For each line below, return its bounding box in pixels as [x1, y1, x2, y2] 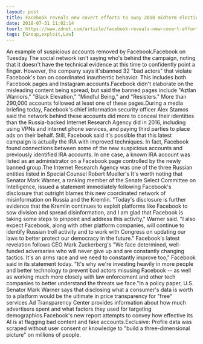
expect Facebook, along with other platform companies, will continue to [6, 222, 185, 229]
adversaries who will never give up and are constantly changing [25, 248, 184, 255]
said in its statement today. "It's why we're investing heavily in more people [6, 260, 194, 268]
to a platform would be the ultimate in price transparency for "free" [6, 293, 173, 300]
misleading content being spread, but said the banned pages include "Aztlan [6, 87, 196, 94]
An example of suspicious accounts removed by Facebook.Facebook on [6, 48, 186, 55]
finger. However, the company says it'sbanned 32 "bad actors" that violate [6, 67, 192, 74]
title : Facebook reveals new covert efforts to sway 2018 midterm [6, 15, 177, 21]
